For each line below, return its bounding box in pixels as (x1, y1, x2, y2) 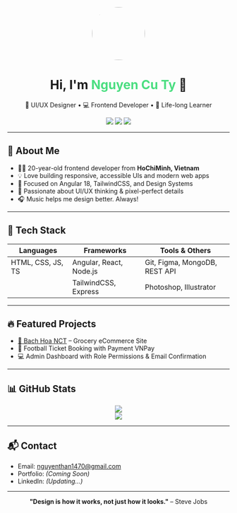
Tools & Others (159, 245, 212, 255)
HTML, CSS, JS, (11, 257, 63, 267)
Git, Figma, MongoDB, (144, 257, 217, 267)
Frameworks (83, 245, 127, 255)
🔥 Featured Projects (7, 318, 97, 330)
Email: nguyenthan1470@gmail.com (17, 462, 121, 470)
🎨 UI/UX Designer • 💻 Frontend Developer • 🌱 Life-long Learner (25, 100, 212, 109)
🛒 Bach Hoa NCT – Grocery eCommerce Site (17, 336, 147, 346)
